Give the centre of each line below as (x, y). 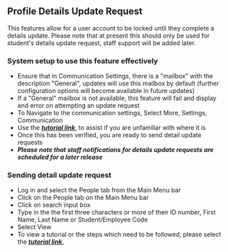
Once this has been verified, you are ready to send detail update (109, 135)
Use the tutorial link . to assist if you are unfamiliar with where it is (112, 128)
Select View (34, 227)
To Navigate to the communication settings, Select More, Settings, (112, 113)
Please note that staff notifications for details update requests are (115, 150)
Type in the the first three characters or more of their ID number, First (116, 212)
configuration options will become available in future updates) (106, 91)
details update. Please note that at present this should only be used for (108, 35)
